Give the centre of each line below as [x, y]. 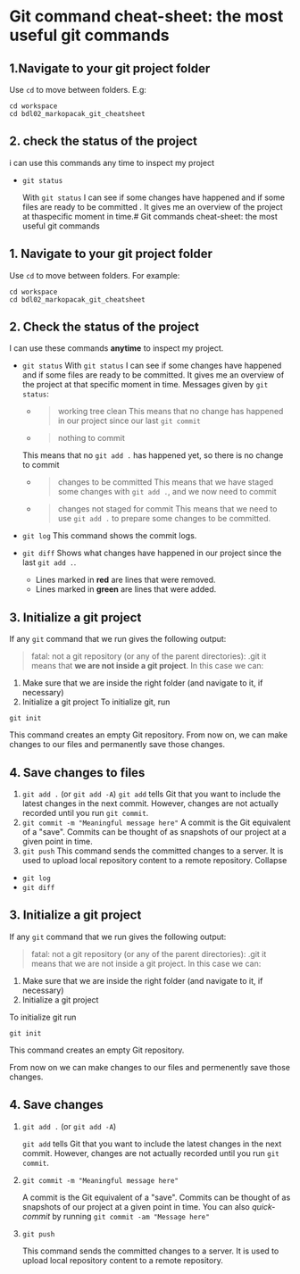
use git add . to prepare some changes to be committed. [164, 519]
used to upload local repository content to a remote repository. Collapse [154, 861]
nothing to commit [91, 438]
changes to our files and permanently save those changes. [117, 745]
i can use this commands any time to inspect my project [112, 162]
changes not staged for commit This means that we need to [167, 509]
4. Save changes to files [77, 773]
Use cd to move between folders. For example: [95, 275]
